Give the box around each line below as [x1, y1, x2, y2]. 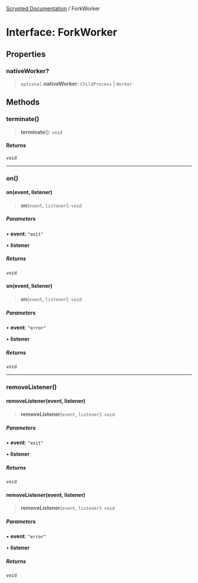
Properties [6, 49, 46, 59]
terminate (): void [20, 128, 63, 135]
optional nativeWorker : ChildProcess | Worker [20, 80, 133, 87]
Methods [6, 97, 40, 107]
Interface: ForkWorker [6, 26, 118, 39]
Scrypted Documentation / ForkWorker [6, 5, 100, 12]
